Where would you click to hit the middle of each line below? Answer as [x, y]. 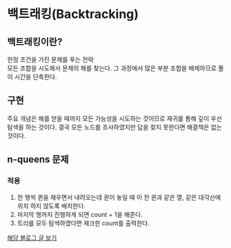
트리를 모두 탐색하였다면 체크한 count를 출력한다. [83, 223]
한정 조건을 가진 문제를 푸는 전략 [51, 60]
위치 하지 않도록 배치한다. [51, 206]
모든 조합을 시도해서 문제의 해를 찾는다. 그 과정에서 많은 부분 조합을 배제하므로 [112, 68]
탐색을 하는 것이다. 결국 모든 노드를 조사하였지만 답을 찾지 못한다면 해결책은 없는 [115, 127]
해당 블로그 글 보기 [32, 238]
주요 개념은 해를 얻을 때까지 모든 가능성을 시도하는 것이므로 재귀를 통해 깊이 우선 [115, 118]
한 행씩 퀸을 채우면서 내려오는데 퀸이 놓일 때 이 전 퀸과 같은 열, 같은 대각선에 [119, 197]
